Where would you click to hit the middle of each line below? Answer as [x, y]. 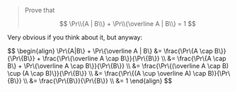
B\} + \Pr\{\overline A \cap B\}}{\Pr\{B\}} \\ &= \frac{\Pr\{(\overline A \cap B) [118, 66]
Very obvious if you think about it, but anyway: [75, 37]
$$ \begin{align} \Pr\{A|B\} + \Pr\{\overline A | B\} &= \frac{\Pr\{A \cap [110, 51]
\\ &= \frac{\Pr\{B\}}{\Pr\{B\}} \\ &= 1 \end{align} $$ [98, 81]
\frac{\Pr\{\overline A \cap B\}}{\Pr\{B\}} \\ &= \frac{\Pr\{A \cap [134, 58]
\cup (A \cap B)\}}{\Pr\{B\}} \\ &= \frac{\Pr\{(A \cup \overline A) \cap [107, 73]
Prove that [40, 10]
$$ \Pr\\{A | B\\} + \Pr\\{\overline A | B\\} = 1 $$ [127, 24]
